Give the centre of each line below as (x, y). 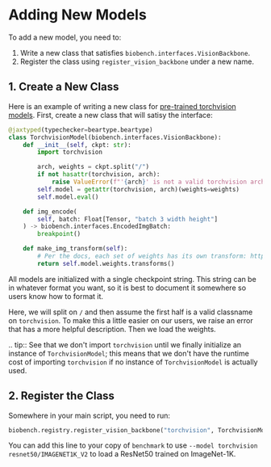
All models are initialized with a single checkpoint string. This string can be (132, 279)
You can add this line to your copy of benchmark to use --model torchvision (133, 445)
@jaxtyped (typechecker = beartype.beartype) (81, 130)
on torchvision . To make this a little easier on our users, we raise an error (131, 320)
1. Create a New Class (64, 87)
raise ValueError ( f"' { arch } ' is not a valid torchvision (149, 182)
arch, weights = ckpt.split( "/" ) (94, 167)
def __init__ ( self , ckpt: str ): (77, 145)
